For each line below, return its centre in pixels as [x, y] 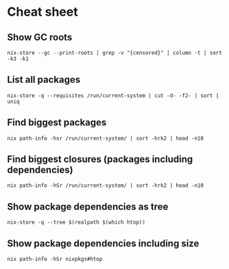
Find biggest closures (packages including [100, 159]
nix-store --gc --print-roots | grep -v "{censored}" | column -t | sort [115, 53]
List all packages [44, 80]
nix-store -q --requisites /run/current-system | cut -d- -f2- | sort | [113, 95]
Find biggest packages [57, 123]
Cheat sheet [43, 12]
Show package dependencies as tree [88, 206]
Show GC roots [40, 37]
